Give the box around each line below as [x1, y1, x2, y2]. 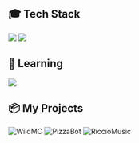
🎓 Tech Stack [8, 7, 81, 21]
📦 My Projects [8, 101, 84, 115]
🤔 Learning [8, 57, 64, 70]
